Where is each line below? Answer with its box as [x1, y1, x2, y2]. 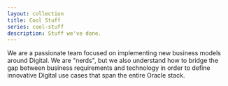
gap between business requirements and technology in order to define [7, 64, 211, 72]
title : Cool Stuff [7, 17, 61, 24]
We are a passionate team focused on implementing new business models [7, 49, 222, 57]
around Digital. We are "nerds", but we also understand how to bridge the [7, 57, 219, 65]
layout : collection [7, 10, 64, 17]
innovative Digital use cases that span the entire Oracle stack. [7, 71, 185, 80]
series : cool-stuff [7, 23, 64, 30]
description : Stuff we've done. [7, 29, 101, 37]
